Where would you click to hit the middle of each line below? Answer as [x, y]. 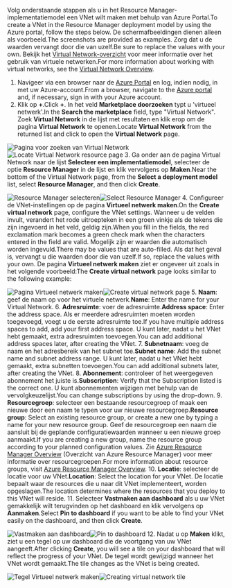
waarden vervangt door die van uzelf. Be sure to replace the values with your [116, 47]
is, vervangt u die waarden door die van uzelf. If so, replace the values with [114, 257]
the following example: [39, 279]
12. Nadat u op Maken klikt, [186, 534]
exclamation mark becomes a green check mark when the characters [106, 234]
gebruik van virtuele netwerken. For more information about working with [111, 61]
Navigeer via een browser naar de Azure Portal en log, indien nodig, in [117, 82]
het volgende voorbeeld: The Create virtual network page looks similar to [112, 271]
